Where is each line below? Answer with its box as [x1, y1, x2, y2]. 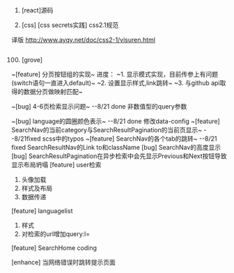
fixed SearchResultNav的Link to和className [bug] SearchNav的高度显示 [11, 143, 221, 151]
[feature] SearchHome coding [11, 244, 97, 252]
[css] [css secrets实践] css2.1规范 [21, 21, 119, 29]
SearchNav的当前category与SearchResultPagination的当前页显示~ [11, 126, 203, 134]
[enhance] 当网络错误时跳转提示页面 [11, 258, 116, 266]
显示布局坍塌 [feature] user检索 [11, 161, 102, 169]
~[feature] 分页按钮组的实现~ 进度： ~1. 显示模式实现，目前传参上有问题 [11, 70, 219, 78]
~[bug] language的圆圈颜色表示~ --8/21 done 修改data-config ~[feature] [11, 117, 220, 125]
